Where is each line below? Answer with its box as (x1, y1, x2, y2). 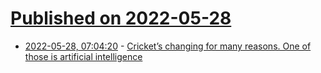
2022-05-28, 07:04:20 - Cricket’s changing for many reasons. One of (24, 40, 312, 52)
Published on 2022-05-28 (10, 7, 232, 30)
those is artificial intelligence (24, 50, 143, 62)
